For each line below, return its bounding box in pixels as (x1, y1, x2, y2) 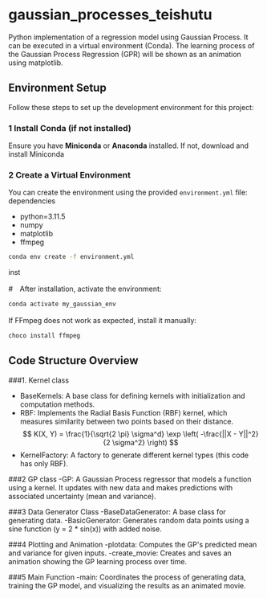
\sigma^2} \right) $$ (111, 437, 179, 447)
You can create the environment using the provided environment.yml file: (8, 187, 248, 198)
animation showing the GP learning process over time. (8, 556, 187, 566)
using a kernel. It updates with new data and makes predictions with (8, 482, 233, 492)
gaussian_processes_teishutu (8, 6, 212, 24)
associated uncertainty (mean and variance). (8, 491, 156, 501)
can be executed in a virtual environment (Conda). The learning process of (8, 40, 255, 50)
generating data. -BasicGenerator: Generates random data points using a (8, 515, 250, 525)
